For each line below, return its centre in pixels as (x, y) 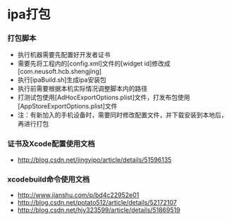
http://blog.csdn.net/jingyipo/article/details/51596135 (94, 160)
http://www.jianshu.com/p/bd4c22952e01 (78, 195)
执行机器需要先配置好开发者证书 (64, 55)
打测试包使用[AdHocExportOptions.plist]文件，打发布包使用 (104, 97)
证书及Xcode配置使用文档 (51, 144)
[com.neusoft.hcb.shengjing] (60, 72)
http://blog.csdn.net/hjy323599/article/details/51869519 (99, 210)
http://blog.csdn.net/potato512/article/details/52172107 (97, 203)
